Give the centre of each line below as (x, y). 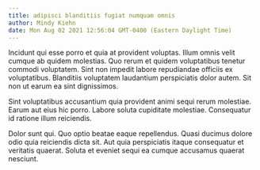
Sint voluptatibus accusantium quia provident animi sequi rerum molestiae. (130, 102)
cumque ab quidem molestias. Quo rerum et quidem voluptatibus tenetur (127, 61)
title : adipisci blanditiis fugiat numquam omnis (92, 15)
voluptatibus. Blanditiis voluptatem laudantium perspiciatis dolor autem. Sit (130, 78)
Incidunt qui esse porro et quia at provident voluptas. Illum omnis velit (122, 53)
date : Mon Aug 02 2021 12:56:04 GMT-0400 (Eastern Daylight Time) (120, 30)
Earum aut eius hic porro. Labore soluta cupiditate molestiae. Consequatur (130, 110)
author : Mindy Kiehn (42, 23)
